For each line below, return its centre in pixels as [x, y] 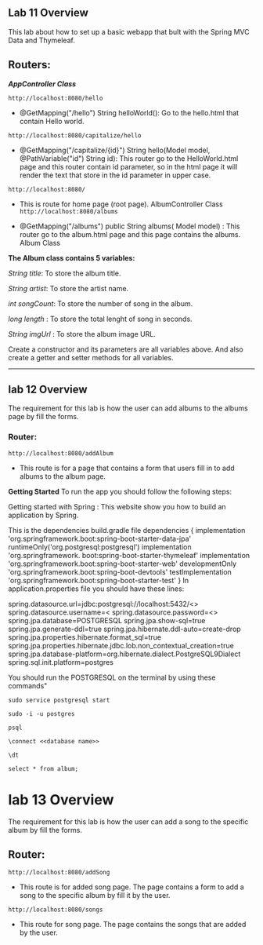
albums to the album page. [62, 476]
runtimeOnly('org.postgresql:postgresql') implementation [100, 547]
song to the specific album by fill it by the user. [95, 896]
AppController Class [42, 84]
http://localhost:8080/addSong [59, 873]
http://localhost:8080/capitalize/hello [75, 135]
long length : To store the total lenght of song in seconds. [101, 319]
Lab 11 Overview [48, 13]
